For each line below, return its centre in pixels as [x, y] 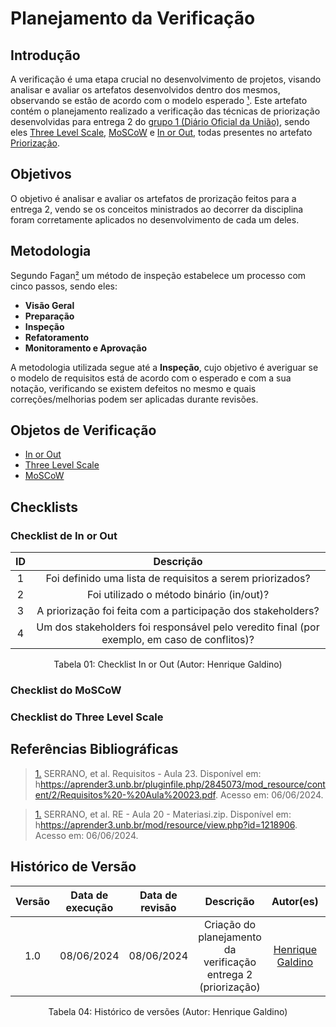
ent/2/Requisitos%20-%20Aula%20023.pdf [125, 794]
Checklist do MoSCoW [66, 690]
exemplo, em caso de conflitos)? [178, 640]
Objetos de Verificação [83, 430]
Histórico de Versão [73, 867]
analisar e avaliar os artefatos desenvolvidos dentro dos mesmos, [145, 90]
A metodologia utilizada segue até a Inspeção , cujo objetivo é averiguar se [164, 367]
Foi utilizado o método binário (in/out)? [178, 595]
